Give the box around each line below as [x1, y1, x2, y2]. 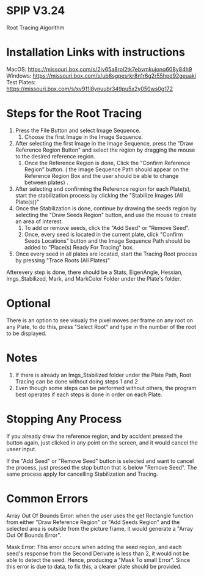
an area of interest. [15, 218, 63, 225]
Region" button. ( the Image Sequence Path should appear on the [24, 166, 189, 173]
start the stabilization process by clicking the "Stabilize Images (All [15, 191, 183, 199]
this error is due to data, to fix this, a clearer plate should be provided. [6, 563, 182, 570]
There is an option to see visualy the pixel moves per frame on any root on [6, 316, 194, 324]
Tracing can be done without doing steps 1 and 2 [15, 377, 139, 385]
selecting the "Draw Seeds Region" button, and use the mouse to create [15, 211, 197, 218]
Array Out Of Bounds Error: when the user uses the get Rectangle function [6, 512, 194, 519]
